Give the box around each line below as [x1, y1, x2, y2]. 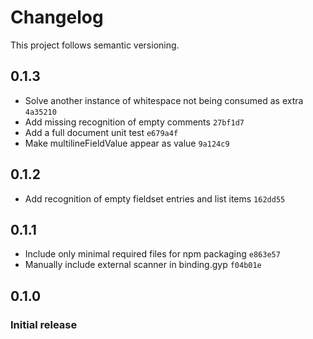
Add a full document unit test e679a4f [24, 126, 179, 138]
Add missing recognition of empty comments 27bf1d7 [24, 116, 245, 128]
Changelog [10, 6, 104, 29]
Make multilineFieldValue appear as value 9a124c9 [24, 137, 230, 149]
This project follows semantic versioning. [10, 39, 180, 51]
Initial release [10, 317, 78, 331]
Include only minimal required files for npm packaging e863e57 [24, 248, 281, 260]
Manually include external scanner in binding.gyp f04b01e [24, 259, 262, 271]
